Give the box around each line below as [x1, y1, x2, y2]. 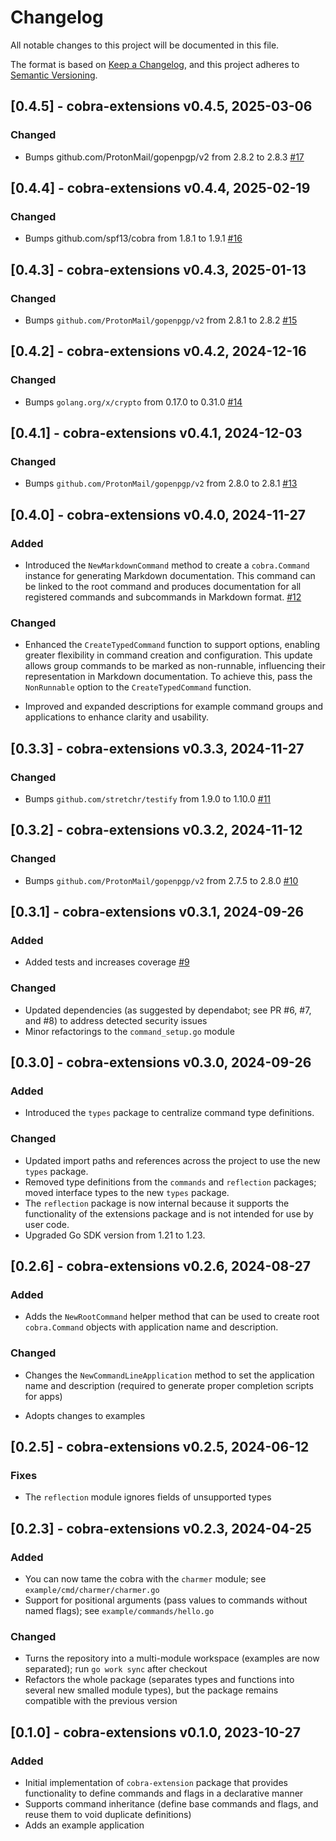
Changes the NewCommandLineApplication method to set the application [24, 1369, 315, 1381]
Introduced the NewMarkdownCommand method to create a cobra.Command [24, 559, 310, 571]
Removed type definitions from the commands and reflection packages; [24, 1176, 317, 1188]
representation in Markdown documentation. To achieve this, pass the [24, 671, 313, 683]
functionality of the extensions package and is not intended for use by [24, 1207, 314, 1220]
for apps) [24, 1390, 63, 1402]
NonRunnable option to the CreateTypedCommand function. [24, 681, 252, 693]
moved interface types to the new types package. [24, 1186, 230, 1198]
